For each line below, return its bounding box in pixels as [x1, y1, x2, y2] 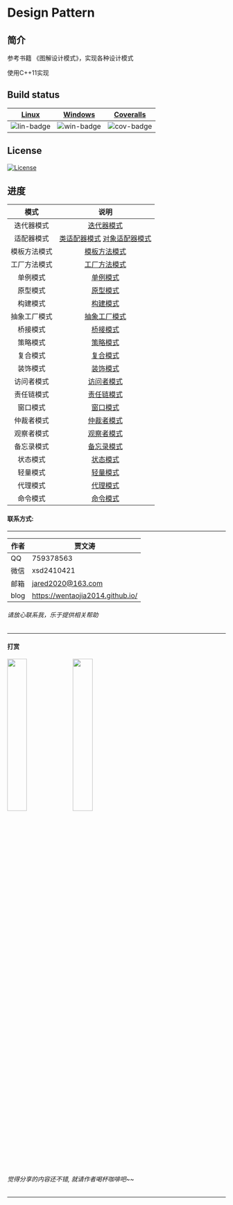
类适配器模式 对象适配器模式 [59, 234, 152, 243]
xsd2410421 [32, 565, 76, 575]
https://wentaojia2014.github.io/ [32, 591, 138, 600]
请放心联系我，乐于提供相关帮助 [7, 611, 98, 619]
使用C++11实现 [7, 69, 50, 77]
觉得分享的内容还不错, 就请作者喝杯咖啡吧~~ [7, 1174, 135, 1183]
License [7, 145, 42, 157]
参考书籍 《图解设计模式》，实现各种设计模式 [7, 54, 134, 62]
